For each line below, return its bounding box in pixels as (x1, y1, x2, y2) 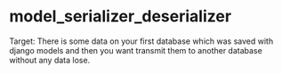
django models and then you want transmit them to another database (9, 45, 262, 55)
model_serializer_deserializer (9, 6, 232, 27)
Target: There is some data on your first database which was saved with (9, 36, 274, 46)
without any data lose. (9, 54, 91, 65)
